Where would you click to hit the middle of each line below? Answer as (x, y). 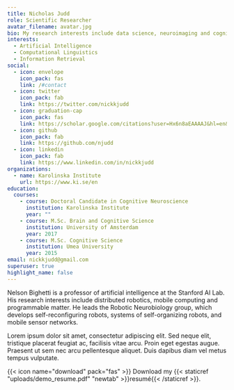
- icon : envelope (39, 72)
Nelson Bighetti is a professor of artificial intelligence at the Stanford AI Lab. (116, 292)
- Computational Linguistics (56, 53)
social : (18, 65)
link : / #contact (44, 85)
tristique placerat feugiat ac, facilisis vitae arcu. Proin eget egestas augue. (114, 343)
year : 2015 (41, 253)
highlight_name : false (40, 272)
